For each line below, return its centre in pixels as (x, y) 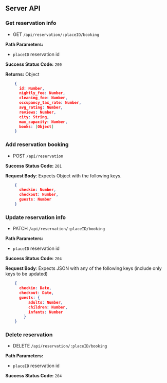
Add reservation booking (37, 144)
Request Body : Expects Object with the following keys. (63, 176)
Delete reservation (29, 335)
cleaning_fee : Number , (43, 98)
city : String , (34, 117)
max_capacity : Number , (43, 122)
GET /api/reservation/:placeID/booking (56, 34)
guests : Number (35, 199)
